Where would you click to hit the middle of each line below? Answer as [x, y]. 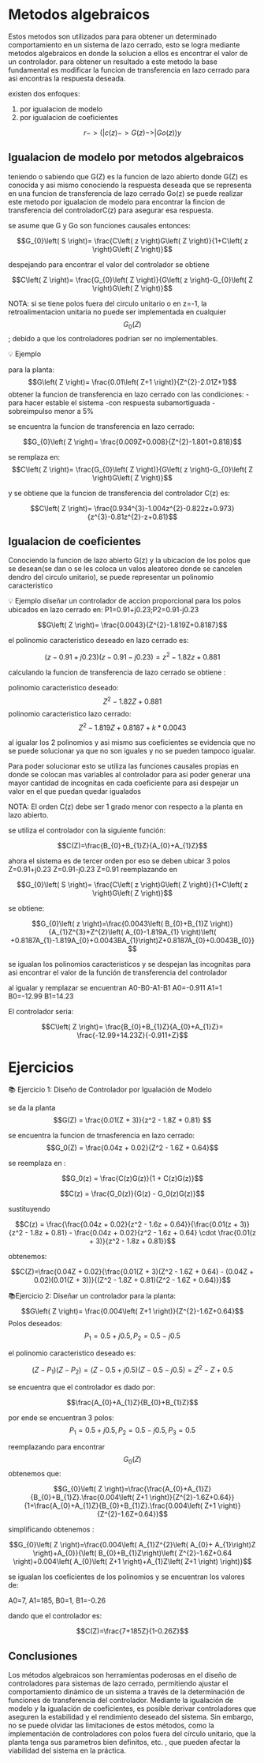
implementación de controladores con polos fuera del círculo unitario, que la [132, 1733]
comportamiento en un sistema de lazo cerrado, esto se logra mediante [124, 44]
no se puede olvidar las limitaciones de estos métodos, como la [111, 1725]
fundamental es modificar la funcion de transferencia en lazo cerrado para [129, 70]
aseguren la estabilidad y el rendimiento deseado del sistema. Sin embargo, [131, 1716]
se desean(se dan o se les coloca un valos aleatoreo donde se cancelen [125, 569]
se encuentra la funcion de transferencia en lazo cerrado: [102, 426]
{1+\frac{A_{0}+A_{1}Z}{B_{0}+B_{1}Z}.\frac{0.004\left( [113, 1506]
